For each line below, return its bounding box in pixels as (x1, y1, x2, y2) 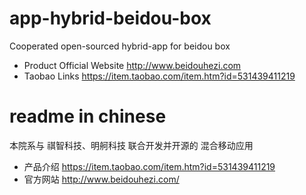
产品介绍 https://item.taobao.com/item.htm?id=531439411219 (23, 160, 276, 172)
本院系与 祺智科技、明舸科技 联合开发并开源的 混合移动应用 (9, 139, 254, 151)
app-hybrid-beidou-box (9, 7, 212, 30)
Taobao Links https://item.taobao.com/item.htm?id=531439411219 (23, 70, 296, 82)
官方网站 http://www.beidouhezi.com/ (23, 173, 180, 185)
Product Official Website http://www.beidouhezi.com (23, 59, 242, 71)
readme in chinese (9, 105, 167, 128)
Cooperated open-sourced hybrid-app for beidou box (9, 40, 231, 52)
